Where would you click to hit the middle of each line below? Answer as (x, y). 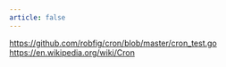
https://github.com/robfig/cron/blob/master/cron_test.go (113, 43)
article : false (38, 17)
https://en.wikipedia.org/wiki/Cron (72, 52)
